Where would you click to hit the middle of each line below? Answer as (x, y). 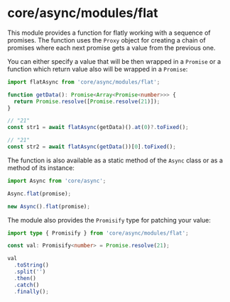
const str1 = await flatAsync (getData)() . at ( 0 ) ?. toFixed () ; (98, 128)
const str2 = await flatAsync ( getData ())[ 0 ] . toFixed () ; (92, 147)
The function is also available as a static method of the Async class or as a (115, 160)
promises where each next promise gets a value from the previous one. (111, 47)
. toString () (32, 265)
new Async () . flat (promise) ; (49, 206)
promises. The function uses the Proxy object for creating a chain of (106, 40)
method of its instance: (41, 167)
